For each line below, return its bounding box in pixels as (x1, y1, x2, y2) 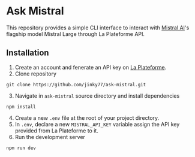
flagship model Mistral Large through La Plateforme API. (6, 30, 145, 37)
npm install (6, 104, 36, 110)
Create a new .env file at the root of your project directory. (14, 114, 160, 121)
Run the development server (14, 133, 86, 140)
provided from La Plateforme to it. (14, 127, 99, 134)
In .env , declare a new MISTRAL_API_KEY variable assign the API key (14, 120, 180, 128)
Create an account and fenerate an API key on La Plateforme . (14, 64, 167, 71)
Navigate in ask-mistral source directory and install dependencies (14, 92, 180, 99)
